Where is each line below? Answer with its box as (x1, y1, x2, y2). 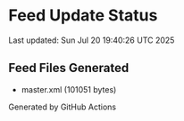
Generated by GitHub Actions (8, 101, 117, 112)
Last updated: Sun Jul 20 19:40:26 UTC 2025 (8, 35, 175, 45)
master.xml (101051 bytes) (21, 84, 117, 94)
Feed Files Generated (8, 60, 130, 76)
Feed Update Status (8, 5, 158, 26)
